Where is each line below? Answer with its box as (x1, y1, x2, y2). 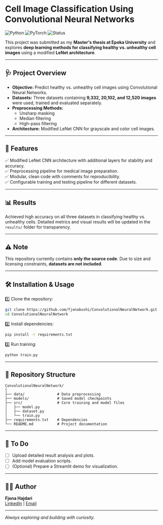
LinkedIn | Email (5, 501, 37, 506)
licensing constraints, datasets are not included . (5, 261, 103, 267)
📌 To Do (5, 439, 29, 448)
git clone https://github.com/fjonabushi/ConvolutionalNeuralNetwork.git (5, 307, 158, 312)
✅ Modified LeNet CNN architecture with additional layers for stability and (5, 157, 153, 163)
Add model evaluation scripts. (12, 458, 72, 464)
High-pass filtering (19, 120, 57, 126)
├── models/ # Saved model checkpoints (5, 396, 112, 401)
